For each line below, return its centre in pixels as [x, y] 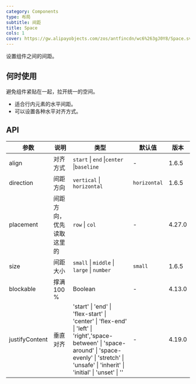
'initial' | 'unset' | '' [98, 372]
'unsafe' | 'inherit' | [99, 365]
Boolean [84, 289]
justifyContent [28, 339]
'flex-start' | [90, 314]
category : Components [32, 11]
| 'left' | [82, 328]
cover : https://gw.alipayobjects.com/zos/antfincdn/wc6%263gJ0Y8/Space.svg [100, 39]
